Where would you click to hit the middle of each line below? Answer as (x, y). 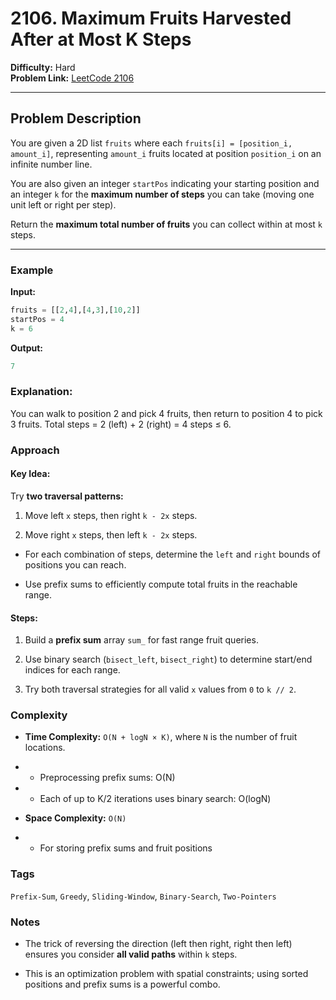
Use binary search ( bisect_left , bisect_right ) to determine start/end (168, 659)
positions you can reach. (75, 564)
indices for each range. (72, 670)
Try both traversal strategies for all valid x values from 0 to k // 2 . (160, 689)
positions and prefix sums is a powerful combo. (122, 984)
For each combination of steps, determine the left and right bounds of (173, 554)
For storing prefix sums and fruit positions (126, 848)
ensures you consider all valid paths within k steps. (131, 954)
